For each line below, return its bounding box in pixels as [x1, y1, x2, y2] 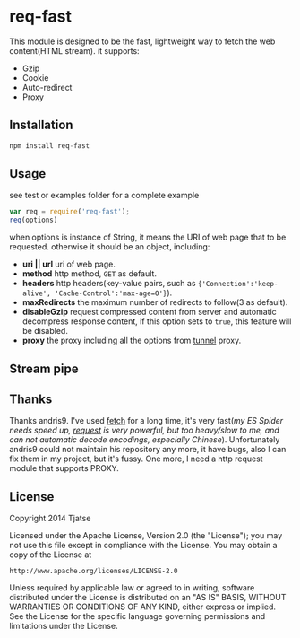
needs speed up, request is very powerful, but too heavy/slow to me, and [9, 424, 279, 436]
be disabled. [21, 326, 69, 336]
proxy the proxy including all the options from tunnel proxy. [21, 335, 242, 346]
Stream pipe [9, 361, 79, 376]
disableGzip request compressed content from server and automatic [21, 307, 278, 318]
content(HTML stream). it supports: [9, 45, 141, 56]
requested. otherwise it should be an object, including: [9, 241, 210, 252]
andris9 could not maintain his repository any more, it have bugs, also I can [9, 444, 287, 455]
